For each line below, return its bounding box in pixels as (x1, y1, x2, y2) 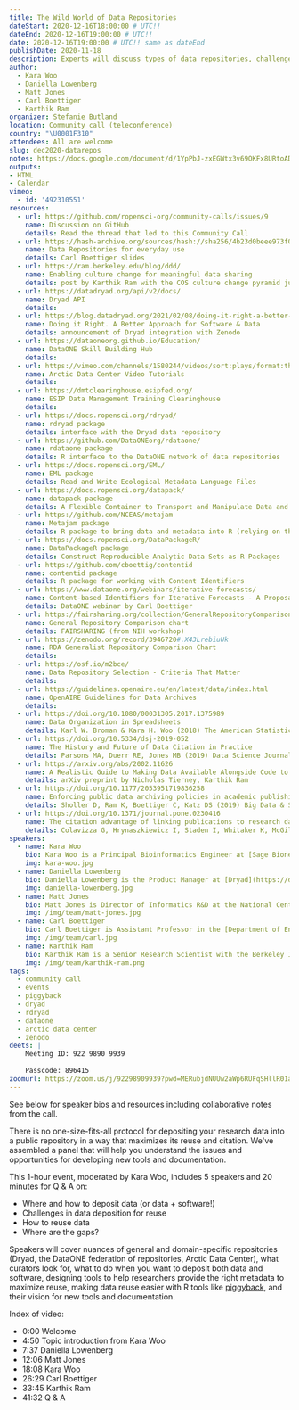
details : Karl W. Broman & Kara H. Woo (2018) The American (25, 726, 253, 736)
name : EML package (25, 469, 93, 478)
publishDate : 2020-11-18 (9, 46, 101, 55)
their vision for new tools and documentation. (9, 1290, 175, 1302)
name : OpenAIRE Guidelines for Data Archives (25, 693, 198, 702)
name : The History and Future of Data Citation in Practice (25, 742, 253, 752)
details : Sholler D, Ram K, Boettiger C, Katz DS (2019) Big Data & (25, 801, 285, 810)
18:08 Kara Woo (21, 1364, 81, 1374)
